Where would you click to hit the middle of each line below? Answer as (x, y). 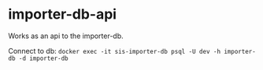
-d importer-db (43, 58)
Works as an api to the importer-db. (66, 36)
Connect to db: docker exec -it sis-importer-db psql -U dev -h (115, 51)
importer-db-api (62, 14)
